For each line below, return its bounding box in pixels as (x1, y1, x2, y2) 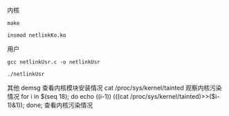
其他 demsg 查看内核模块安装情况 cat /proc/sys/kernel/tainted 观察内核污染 (7, 84, 223, 92)
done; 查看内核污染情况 (26, 101, 93, 109)
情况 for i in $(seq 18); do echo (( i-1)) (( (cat (7, 93, 129, 100)
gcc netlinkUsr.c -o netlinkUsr (7, 59, 100, 66)
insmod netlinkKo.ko (7, 32, 67, 39)
